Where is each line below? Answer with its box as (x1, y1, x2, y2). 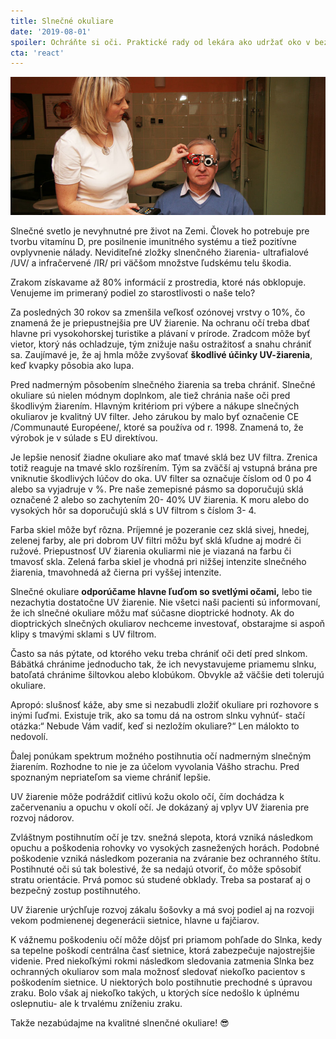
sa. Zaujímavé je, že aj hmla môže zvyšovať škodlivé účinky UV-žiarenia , (10, 349, 313, 361)
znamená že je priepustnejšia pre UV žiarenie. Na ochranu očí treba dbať (10, 317, 310, 329)
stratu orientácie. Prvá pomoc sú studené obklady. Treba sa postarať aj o (10, 874, 311, 886)
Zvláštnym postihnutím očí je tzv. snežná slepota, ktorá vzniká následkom (10, 831, 313, 844)
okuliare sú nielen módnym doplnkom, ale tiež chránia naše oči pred (10, 390, 291, 402)
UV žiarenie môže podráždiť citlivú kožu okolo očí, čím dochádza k (10, 791, 285, 803)
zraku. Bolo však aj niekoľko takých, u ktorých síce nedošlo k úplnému (10, 987, 300, 999)
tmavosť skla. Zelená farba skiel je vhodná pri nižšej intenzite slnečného (10, 556, 307, 568)
